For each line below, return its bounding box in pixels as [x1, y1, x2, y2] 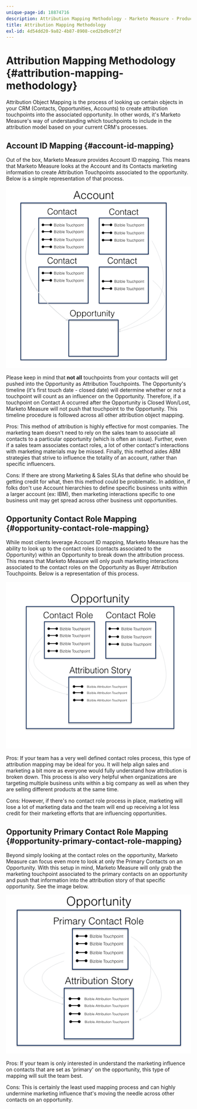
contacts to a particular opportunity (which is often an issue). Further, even [6, 435, 187, 442]
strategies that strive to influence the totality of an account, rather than [6, 454, 177, 461]
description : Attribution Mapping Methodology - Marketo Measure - [6, 15, 175, 22]
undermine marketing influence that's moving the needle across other [6, 1090, 175, 1097]
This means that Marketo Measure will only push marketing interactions [6, 558, 179, 565]
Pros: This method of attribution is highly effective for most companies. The [6, 423, 189, 430]
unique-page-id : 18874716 [6, 9, 69, 15]
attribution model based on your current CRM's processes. [6, 124, 148, 131]
